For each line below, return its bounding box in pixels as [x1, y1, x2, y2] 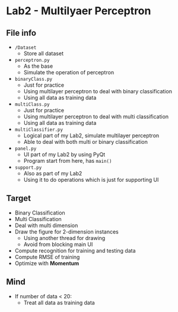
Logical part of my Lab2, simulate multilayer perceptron [23, 132, 160, 139]
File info [6, 28, 37, 38]
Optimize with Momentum [14, 260, 80, 267]
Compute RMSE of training [14, 253, 80, 260]
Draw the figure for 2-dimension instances [14, 228, 119, 235]
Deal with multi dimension [14, 222, 78, 229]
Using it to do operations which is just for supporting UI [23, 177, 159, 183]
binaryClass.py [14, 76, 53, 82]
